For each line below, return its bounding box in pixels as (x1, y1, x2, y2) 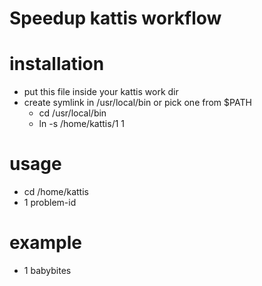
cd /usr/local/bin (38, 107, 107, 119)
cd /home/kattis (23, 186, 89, 198)
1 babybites (23, 265, 72, 276)
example (9, 232, 83, 254)
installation (9, 53, 105, 76)
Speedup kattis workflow (9, 7, 222, 30)
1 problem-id (23, 197, 77, 209)
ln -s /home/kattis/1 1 (38, 118, 126, 130)
